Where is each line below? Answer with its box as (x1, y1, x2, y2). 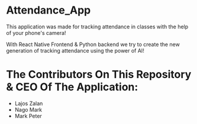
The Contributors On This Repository (6, 68, 192, 81)
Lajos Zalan (14, 100, 43, 107)
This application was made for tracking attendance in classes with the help (6, 23, 189, 30)
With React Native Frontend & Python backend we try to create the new (6, 41, 180, 48)
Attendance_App (6, 4, 91, 17)
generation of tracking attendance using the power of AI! (6, 47, 145, 54)
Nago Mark (14, 106, 43, 113)
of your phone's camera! (6, 29, 66, 36)
